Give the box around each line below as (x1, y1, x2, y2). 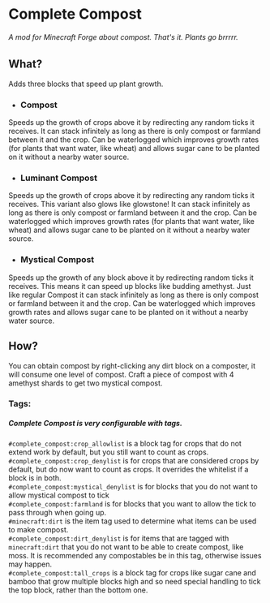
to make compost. (8, 525, 69, 535)
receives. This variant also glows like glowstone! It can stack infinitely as (8, 200, 251, 209)
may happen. (8, 559, 53, 569)
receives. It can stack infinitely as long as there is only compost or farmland (8, 127, 261, 136)
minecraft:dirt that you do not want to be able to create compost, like (8, 542, 244, 552)
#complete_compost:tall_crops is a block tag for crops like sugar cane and (8, 568, 257, 578)
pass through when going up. (8, 508, 107, 518)
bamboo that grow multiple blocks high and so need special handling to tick (8, 577, 261, 587)
